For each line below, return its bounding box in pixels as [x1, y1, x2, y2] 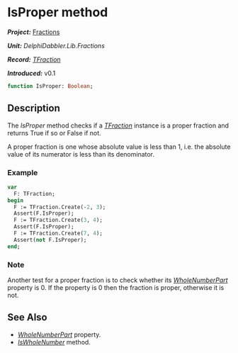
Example [7, 167, 38, 177]
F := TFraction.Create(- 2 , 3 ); [13, 203, 106, 211]
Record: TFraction [7, 55, 62, 64]
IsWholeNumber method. [17, 337, 91, 346]
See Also [7, 311, 47, 323]
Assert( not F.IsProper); [13, 236, 87, 243]
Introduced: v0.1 [7, 69, 56, 77]
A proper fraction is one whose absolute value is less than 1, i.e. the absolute [7, 142, 231, 151]
